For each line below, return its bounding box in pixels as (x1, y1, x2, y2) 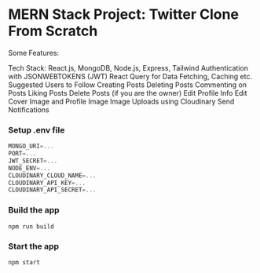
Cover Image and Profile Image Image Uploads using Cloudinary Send (8, 96, 235, 106)
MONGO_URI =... (8, 143, 55, 151)
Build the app (8, 205, 60, 216)
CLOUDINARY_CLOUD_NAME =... (8, 171, 97, 180)
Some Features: (8, 48, 60, 57)
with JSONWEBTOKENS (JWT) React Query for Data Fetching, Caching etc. (8, 71, 253, 81)
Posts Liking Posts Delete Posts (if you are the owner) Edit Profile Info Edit (8, 88, 247, 97)
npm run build (8, 222, 55, 231)
